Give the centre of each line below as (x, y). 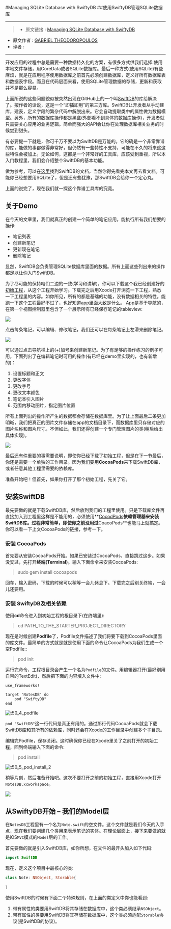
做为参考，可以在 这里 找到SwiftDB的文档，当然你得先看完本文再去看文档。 (83, 171)
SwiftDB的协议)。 (41, 921)
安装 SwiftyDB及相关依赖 (36, 603)
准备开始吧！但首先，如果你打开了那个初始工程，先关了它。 (68, 479)
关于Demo (22, 206)
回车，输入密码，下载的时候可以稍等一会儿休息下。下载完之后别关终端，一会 (85, 582)
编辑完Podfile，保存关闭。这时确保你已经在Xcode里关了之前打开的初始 (80, 741)
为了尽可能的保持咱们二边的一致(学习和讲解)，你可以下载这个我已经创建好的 (85, 283)
